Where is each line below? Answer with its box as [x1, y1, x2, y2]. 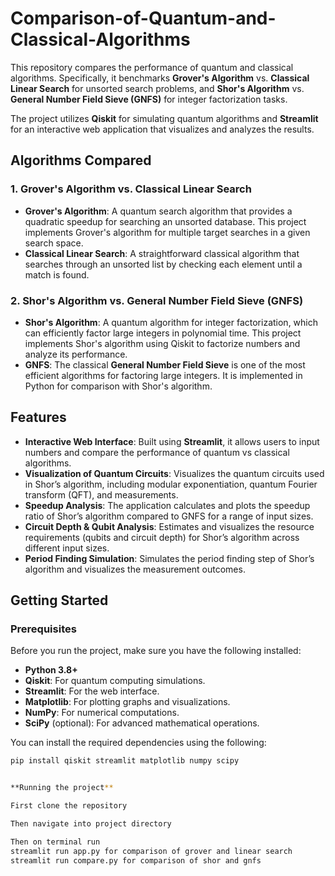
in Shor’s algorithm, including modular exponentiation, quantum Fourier [24, 478, 318, 490]
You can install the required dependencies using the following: [10, 737, 267, 749]
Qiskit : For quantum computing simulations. [24, 675, 206, 687]
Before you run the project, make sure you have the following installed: [10, 645, 302, 657]
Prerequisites [10, 622, 77, 636]
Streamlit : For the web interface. [24, 685, 160, 697]
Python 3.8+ [24, 664, 78, 676]
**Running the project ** [10, 783, 114, 793]
